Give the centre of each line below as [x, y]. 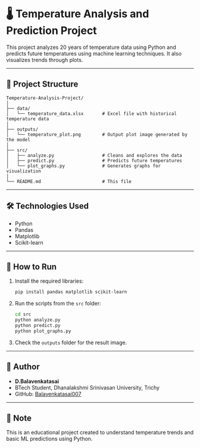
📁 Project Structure [42, 84]
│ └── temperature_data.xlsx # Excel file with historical [92, 113]
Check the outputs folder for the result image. [71, 342]
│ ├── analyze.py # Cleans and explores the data [94, 155]
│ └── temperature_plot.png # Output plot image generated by [97, 134]
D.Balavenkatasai [37, 381]
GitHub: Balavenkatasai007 [48, 394]
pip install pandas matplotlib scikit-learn [71, 292]
